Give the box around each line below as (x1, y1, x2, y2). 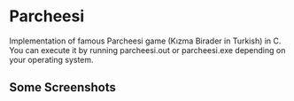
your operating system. (9, 54, 95, 65)
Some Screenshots (9, 80, 117, 95)
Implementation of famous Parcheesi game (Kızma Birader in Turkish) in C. (9, 35, 282, 46)
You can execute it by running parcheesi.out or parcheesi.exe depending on (9, 44, 286, 55)
